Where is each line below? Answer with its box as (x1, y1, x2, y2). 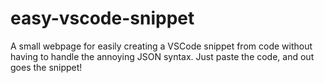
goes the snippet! (10, 61, 83, 73)
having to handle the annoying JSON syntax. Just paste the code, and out (10, 50, 315, 62)
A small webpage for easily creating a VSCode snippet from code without (10, 40, 313, 52)
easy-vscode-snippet (10, 7, 195, 30)
